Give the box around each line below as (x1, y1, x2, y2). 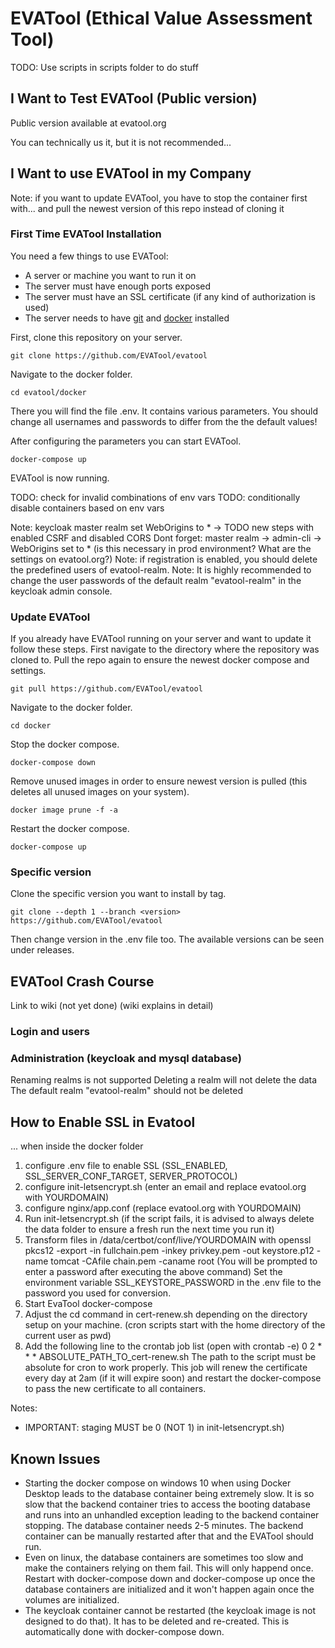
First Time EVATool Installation (10, 227, 162, 241)
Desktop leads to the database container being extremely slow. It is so (24, 1488, 315, 1500)
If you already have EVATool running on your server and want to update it (10, 633, 312, 645)
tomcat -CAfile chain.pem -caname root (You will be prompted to (50, 1255, 318, 1267)
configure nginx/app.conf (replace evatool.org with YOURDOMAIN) (24, 1202, 302, 1214)
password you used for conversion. (24, 1287, 172, 1299)
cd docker (10, 721, 52, 731)
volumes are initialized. (24, 1594, 120, 1606)
